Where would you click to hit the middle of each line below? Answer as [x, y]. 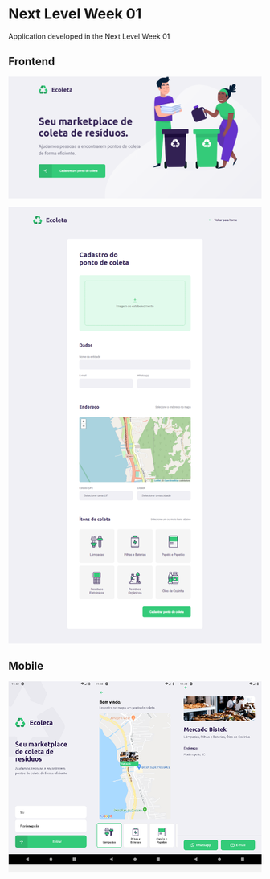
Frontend [32, 62]
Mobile [26, 666]
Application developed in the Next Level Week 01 [89, 36]
